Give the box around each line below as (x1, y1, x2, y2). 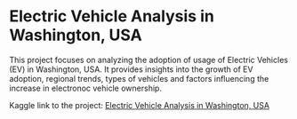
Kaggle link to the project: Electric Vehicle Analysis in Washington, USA (9, 99, 269, 110)
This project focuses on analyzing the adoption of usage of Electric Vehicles (9, 54, 289, 65)
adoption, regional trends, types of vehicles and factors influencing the (9, 73, 269, 83)
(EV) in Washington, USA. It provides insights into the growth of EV (9, 64, 253, 75)
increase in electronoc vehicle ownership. (9, 83, 163, 93)
